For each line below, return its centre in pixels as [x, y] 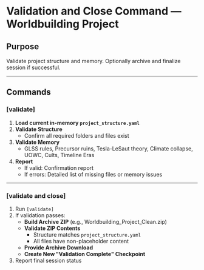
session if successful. [33, 67]
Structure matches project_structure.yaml [87, 234]
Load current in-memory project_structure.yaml [77, 123]
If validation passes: [40, 215]
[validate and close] [36, 195]
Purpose [23, 46]
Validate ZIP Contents [52, 228]
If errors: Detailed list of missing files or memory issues [93, 174]
